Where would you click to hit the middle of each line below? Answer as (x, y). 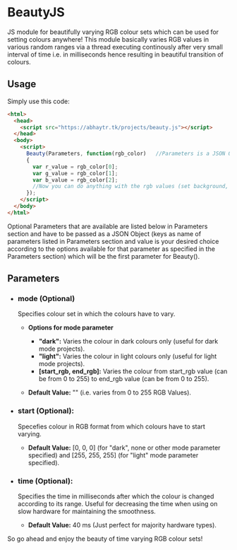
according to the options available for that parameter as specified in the (111, 249)
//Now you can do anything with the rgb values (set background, (131, 187)
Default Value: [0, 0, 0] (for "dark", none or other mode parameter (124, 447)
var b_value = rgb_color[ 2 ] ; (75, 180)
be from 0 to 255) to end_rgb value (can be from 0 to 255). (124, 379)
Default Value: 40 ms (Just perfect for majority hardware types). (122, 525)
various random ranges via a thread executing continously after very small (115, 47)
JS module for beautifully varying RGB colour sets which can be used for (113, 32)
